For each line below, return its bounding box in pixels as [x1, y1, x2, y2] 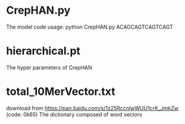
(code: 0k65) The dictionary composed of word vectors [6, 111, 143, 118]
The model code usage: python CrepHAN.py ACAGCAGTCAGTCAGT [6, 23, 174, 30]
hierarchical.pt [6, 44, 81, 58]
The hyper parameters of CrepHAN [6, 64, 92, 71]
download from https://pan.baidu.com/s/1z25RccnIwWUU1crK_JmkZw [6, 104, 179, 111]
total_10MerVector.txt [6, 85, 115, 98]
